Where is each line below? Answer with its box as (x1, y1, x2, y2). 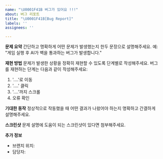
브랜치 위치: (12, 143, 35, 149)
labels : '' (5, 21, 27, 26)
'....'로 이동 (12, 77, 33, 83)
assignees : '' (5, 25, 34, 30)
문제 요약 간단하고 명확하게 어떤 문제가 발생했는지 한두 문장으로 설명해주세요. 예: (5, 44, 158, 49)
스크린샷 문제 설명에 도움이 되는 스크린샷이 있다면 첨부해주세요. (5, 122, 126, 128)
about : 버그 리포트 (5, 12, 40, 17)
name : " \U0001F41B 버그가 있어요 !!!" (5, 7, 79, 12)
